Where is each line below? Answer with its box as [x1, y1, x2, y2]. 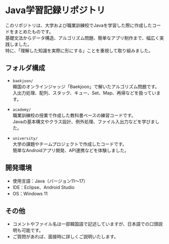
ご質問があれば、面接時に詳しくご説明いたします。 [12, 233, 119, 240]
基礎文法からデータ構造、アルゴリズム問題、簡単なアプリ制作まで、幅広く [5, 35, 160, 41]
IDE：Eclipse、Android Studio [12, 184, 75, 190]
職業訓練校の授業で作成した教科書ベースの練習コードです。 [12, 112, 136, 118]
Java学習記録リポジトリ [5, 5, 105, 16]
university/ [12, 136, 38, 141]
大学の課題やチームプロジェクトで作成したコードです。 [12, 141, 127, 147]
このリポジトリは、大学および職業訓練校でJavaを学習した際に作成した [5, 22, 152, 28]
